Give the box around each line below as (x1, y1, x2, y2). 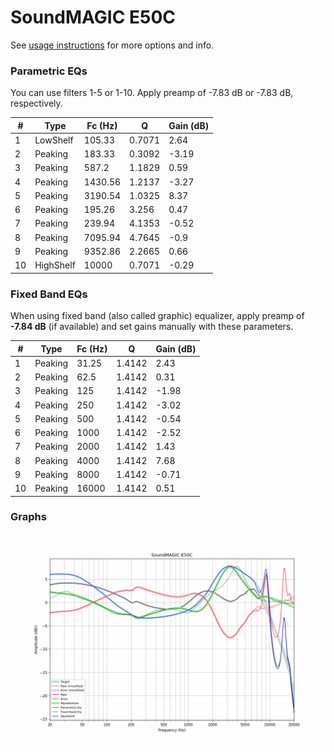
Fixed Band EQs (10, 287, 88, 301)
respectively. (10, 97, 63, 110)
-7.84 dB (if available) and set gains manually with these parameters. (10, 321, 294, 333)
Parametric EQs (10, 64, 88, 78)
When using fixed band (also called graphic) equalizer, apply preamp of (10, 310, 305, 322)
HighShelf (34, 259, 76, 271)
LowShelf (34, 134, 74, 146)
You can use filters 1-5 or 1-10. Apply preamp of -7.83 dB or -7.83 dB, (10, 87, 294, 99)
